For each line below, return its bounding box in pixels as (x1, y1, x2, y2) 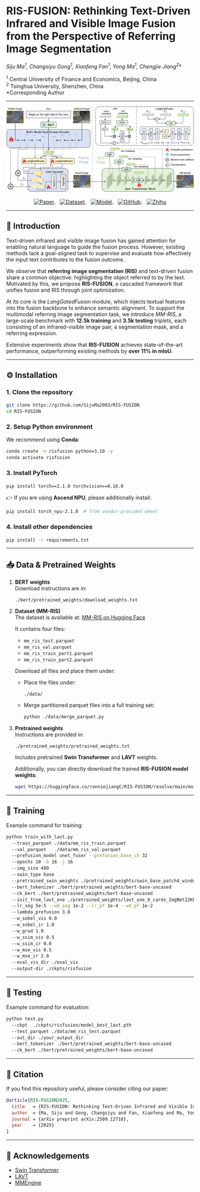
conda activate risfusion (6, 455, 70, 461)
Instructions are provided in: (14, 731, 85, 739)
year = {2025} (11, 1122, 55, 1128)
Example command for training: (6, 821, 83, 828)
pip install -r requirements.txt (6, 537, 89, 543)
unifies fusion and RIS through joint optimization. (6, 286, 126, 293)
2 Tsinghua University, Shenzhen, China (6, 82, 104, 90)
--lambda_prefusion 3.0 (11, 909, 70, 915)
